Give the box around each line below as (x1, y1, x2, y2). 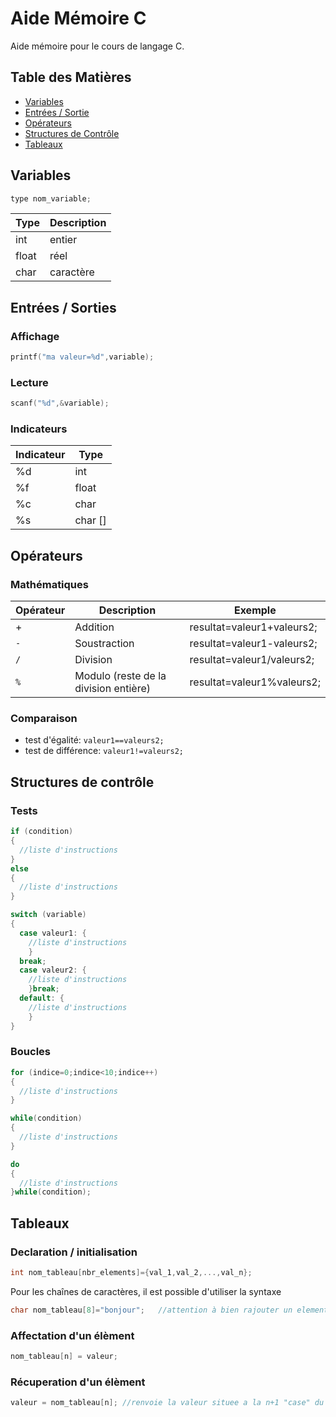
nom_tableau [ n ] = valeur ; (10, 1352, 118, 1362)
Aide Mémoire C (10, 7, 147, 30)
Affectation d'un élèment (10, 1328, 135, 1342)
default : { (19, 993, 65, 1004)
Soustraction (74, 637, 135, 651)
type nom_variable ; (10, 193, 92, 204)
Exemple (233, 603, 277, 617)
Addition (74, 620, 115, 634)
